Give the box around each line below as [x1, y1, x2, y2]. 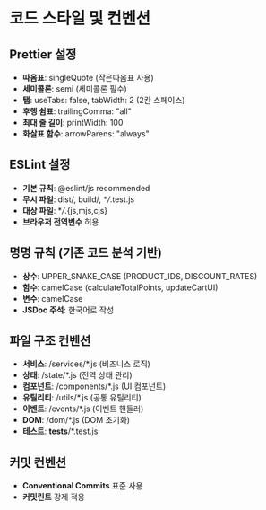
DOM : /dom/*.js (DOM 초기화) [21, 415, 131, 426]
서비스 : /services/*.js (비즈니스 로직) [21, 358, 150, 369]
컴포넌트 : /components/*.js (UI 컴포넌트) [21, 381, 167, 391]
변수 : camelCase [21, 293, 83, 303]
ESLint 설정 [9, 157, 71, 172]
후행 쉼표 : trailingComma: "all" [21, 106, 133, 117]
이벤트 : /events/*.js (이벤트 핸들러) [21, 403, 144, 414]
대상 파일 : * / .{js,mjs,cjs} [21, 205, 108, 215]
